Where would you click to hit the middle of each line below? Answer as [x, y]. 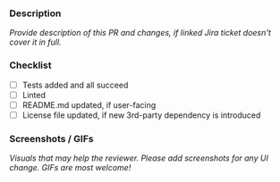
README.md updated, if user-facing [89, 104]
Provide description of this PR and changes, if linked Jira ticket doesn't [140, 33]
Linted [34, 95]
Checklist [30, 65]
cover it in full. [35, 42]
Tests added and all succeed [75, 85]
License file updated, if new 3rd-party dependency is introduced [141, 115]
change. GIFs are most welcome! [70, 168]
